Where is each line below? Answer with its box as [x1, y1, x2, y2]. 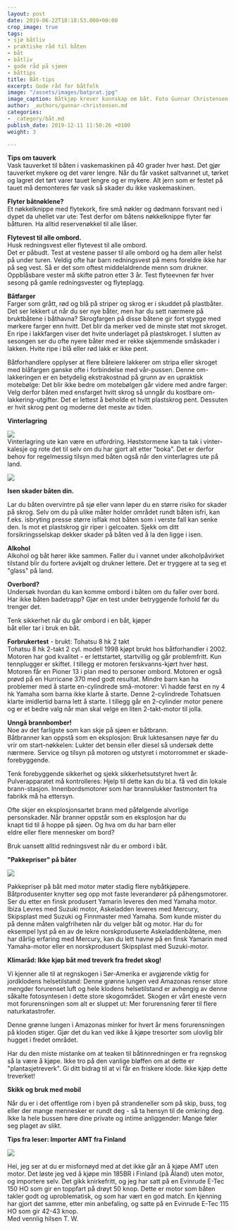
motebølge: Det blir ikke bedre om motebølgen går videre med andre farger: [7, 381, 228, 389]
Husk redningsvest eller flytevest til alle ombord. [7, 241, 148, 250]
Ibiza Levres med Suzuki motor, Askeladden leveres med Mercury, [7, 905, 199, 914]
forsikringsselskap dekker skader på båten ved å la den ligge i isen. [7, 530, 203, 539]
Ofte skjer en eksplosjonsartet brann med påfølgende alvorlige [7, 806, 189, 814]
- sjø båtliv [7, 37, 46, 44]
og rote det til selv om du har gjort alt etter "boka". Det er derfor [29, 445, 215, 453]
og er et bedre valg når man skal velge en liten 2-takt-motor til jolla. [7, 705, 203, 713]
